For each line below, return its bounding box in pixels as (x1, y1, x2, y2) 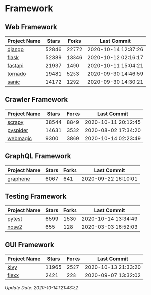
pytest (7, 215, 22, 222)
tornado (7, 70, 26, 77)
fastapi (7, 62, 24, 69)
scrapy (7, 118, 24, 125)
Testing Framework (5, 192, 67, 201)
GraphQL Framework (5, 152, 71, 160)
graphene (7, 175, 31, 182)
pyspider (7, 127, 28, 134)
